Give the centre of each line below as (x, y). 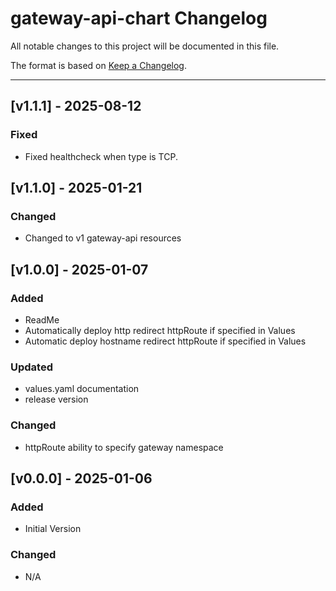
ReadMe (42, 320)
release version (56, 399)
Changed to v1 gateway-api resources (103, 238)
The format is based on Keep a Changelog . (98, 65)
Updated (31, 367)
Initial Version (53, 529)
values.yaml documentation (82, 389)
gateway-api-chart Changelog (139, 18)
